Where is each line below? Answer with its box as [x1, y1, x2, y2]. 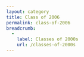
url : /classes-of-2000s [17, 42, 76, 48]
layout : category [6, 8, 49, 15]
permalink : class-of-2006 [6, 20, 70, 26]
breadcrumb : [6, 25, 36, 31]
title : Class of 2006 [6, 14, 60, 20]
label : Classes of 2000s [17, 36, 79, 42]
